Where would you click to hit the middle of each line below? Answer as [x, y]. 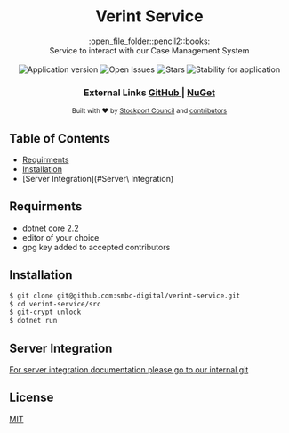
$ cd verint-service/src [55, 304]
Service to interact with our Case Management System [149, 50]
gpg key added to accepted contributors [96, 247]
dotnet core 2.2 [50, 228]
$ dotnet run [33, 321]
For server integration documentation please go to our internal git [129, 369]
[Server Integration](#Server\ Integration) [98, 179]
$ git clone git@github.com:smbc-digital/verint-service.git [125, 296]
